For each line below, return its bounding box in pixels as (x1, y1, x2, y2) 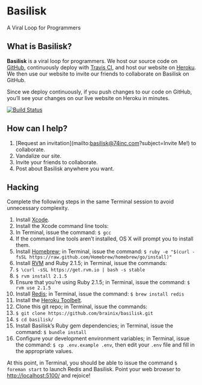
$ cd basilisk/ (15, 317, 54, 323)
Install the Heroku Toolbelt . (15, 297, 83, 304)
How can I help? (7, 124, 68, 134)
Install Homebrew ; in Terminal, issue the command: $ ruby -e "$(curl (15, 248, 190, 255)
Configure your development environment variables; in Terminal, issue (15, 335, 190, 342)
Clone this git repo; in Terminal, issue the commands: (15, 303, 148, 310)
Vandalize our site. (15, 152, 62, 160)
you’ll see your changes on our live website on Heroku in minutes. (7, 94, 170, 101)
